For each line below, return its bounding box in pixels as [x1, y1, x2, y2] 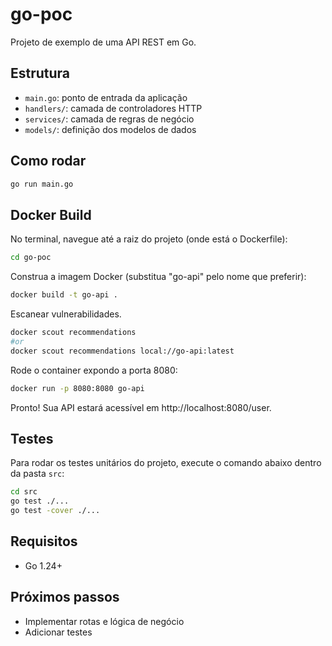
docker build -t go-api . [10, 290, 118, 300]
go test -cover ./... [10, 506, 101, 516]
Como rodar [10, 153, 87, 170]
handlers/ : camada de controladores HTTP [24, 102, 203, 114]
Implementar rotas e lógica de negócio [24, 615, 185, 627]
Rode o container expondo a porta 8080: [10, 364, 178, 376]
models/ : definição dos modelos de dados [24, 123, 197, 135]
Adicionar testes [24, 626, 93, 638]
